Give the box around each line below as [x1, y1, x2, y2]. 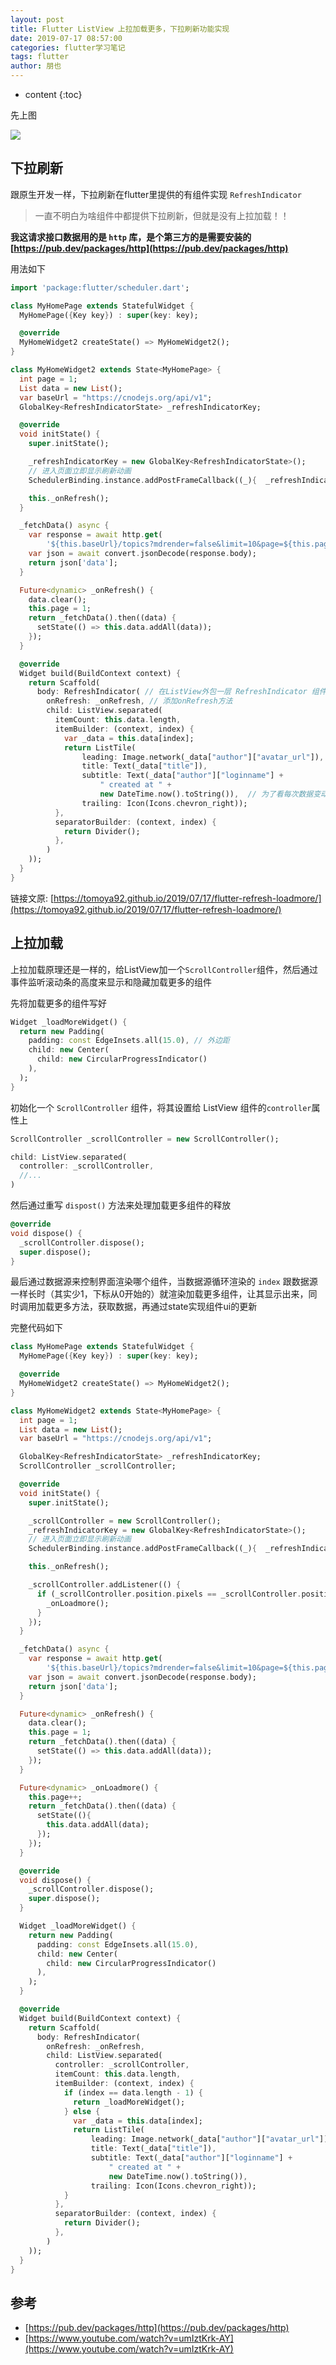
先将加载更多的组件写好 [10, 997, 107, 1009]
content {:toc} [24, 89, 83, 100]
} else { [63, 2106, 101, 2116]
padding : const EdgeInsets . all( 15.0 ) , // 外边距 [28, 1036, 230, 1046]
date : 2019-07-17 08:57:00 [10, 33, 123, 43]
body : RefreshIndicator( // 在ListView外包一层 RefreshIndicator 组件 [36, 687, 327, 697]
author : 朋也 [10, 61, 62, 71]
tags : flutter [10, 52, 70, 62]
